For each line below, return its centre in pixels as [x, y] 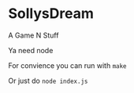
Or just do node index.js [48, 80]
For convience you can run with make [68, 65]
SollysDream [51, 14]
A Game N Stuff [33, 35]
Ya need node [31, 50]
